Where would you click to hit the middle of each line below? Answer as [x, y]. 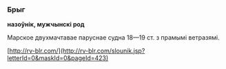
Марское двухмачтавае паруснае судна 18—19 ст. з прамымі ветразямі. [113, 38]
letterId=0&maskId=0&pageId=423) [58, 58]
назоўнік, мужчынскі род [46, 25]
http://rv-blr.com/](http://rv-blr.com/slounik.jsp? [77, 51]
